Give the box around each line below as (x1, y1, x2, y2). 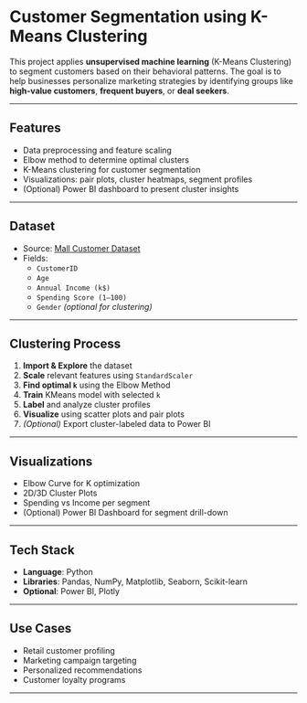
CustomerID (36, 263, 79, 273)
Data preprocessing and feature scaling (22, 144, 172, 155)
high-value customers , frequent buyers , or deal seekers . (9, 85, 230, 96)
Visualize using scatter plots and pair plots (22, 409, 185, 420)
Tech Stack (9, 542, 75, 558)
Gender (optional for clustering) (36, 301, 153, 312)
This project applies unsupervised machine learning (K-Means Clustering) (9, 56, 292, 67)
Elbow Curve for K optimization (22, 478, 140, 489)
